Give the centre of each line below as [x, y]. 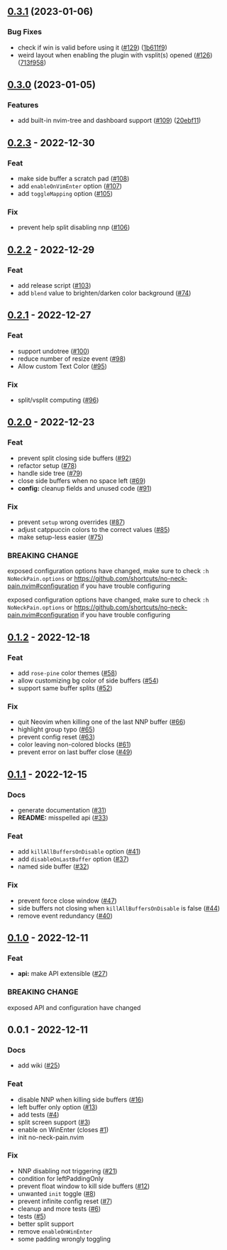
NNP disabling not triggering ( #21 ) [67, 1170]
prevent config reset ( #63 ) [56, 737]
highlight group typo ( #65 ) [56, 729]
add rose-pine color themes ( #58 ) [67, 673]
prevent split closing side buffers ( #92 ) [74, 458]
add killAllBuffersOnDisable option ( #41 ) [79, 852]
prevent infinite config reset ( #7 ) [65, 1201]
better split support [46, 1224]
